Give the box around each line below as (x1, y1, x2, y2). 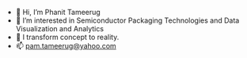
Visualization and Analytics (15, 24, 104, 33)
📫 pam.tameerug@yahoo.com (15, 42, 116, 50)
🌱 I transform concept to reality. (15, 32, 120, 42)
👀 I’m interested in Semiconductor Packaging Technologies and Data (15, 16, 240, 25)
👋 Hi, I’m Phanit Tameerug (15, 8, 101, 16)
